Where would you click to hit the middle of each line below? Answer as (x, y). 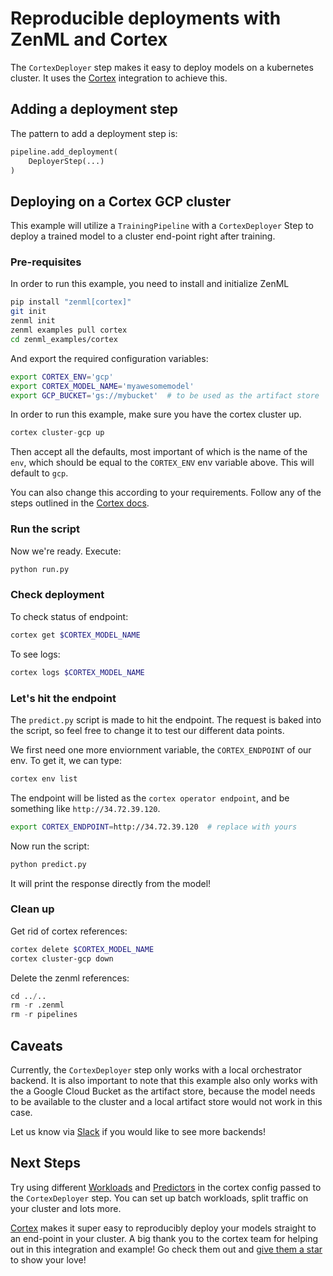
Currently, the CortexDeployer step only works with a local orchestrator (156, 1069)
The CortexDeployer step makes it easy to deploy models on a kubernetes (162, 67)
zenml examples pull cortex (69, 330)
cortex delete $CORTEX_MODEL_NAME (82, 949)
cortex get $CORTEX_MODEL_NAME (75, 635)
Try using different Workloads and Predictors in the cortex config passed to (166, 1187)
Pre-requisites (46, 262)
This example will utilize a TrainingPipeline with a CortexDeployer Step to (162, 226)
